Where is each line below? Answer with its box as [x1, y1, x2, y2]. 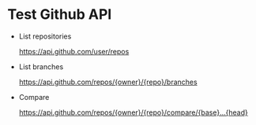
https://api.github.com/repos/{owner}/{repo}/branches [18, 77, 198, 86]
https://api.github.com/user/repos [18, 46, 130, 56]
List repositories [18, 31, 72, 41]
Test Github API [7, 6, 112, 24]
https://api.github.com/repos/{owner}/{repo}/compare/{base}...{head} [18, 108, 248, 117]
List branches [18, 61, 64, 72]
